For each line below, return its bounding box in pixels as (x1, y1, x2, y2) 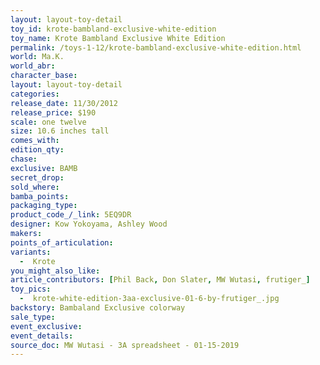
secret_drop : (10, 172, 65, 183)
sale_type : (10, 312, 56, 322)
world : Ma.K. (10, 52, 65, 62)
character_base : (10, 71, 78, 81)
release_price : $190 (10, 107, 97, 118)
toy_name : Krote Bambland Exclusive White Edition (10, 33, 226, 43)
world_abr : (10, 61, 56, 71)
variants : (10, 247, 52, 257)
